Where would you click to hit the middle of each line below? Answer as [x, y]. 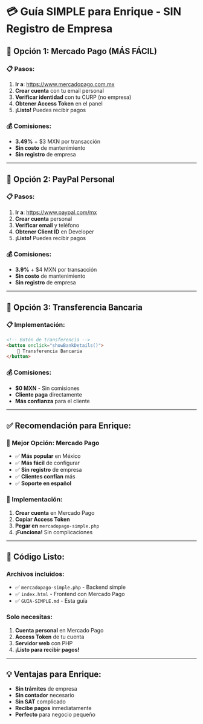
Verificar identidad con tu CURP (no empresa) [73, 97]
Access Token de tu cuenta [50, 637]
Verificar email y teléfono [47, 225]
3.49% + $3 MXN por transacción [58, 142]
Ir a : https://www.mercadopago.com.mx [65, 84]
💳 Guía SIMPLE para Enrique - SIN [94, 12]
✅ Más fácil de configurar [47, 463]
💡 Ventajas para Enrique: [54, 674]
